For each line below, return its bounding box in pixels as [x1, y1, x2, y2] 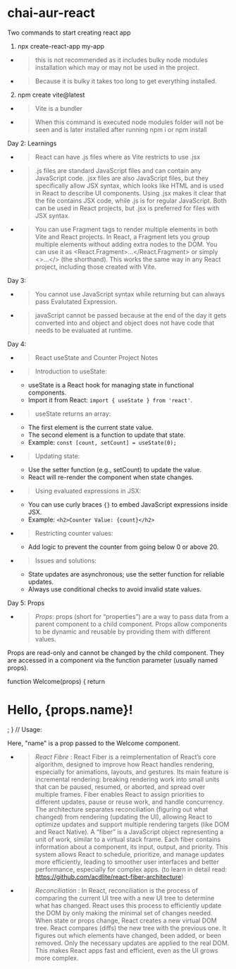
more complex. [35, 953, 79, 962]
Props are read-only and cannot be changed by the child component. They [7, 648, 225, 657]
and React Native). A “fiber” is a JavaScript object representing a [35, 827, 224, 836]
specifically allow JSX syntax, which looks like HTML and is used [35, 181, 224, 190]
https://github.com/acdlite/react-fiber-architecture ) [35, 872, 184, 881]
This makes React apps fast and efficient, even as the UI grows [35, 946, 218, 954]
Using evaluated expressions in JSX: [35, 486, 142, 495]
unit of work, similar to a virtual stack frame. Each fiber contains [35, 835, 221, 843]
